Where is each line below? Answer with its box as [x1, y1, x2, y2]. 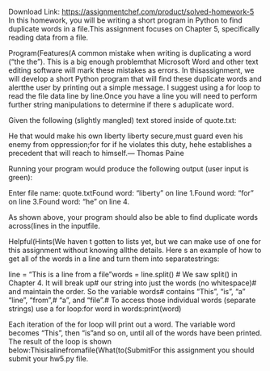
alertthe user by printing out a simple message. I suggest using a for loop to [8, 82, 261, 92]
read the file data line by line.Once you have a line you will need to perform [8, 91, 258, 100]
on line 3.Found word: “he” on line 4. [8, 197, 130, 206]
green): [8, 173, 33, 182]
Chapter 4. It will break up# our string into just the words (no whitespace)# [8, 278, 257, 288]
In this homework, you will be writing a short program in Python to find [8, 15, 243, 25]
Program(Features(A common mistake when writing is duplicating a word [8, 48, 251, 57]
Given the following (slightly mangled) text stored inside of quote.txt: [8, 116, 237, 124]
